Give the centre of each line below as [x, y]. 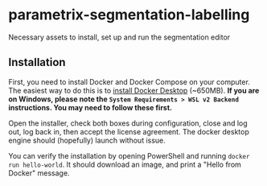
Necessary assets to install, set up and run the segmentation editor [119, 37]
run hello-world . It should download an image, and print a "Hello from [125, 164]
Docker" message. [39, 173]
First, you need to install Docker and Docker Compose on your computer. [129, 81]
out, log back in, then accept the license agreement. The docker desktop [129, 131]
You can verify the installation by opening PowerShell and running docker [129, 155]
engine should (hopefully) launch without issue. [87, 140]
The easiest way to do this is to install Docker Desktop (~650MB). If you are [134, 90]
